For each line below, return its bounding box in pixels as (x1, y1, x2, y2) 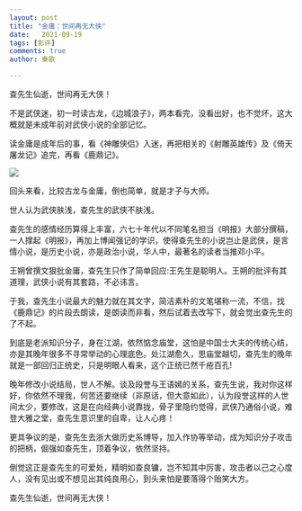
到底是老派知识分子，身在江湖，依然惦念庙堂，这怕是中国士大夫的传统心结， (9, 337, 293, 347)
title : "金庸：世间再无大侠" (9, 22, 106, 31)
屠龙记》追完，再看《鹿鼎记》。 (9, 149, 124, 160)
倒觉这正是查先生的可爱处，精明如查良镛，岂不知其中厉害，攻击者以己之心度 (9, 462, 293, 472)
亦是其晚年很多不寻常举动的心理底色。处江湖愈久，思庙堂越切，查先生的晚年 (9, 348, 293, 359)
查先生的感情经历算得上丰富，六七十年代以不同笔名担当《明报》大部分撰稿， (9, 224, 293, 234)
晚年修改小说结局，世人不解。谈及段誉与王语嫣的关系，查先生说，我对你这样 (9, 379, 293, 390)
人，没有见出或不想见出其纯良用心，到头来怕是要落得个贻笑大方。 (9, 473, 253, 484)
